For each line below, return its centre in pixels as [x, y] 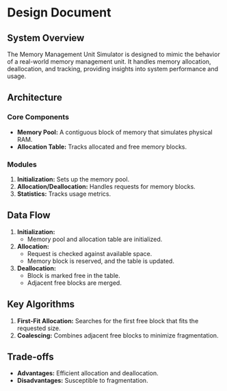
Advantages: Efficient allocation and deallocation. [88, 373]
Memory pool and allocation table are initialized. [95, 239]
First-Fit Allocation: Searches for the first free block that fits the [108, 320]
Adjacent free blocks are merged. [74, 283]
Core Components [38, 117]
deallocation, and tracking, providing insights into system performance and [113, 69]
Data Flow [29, 215]
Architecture [35, 98]
